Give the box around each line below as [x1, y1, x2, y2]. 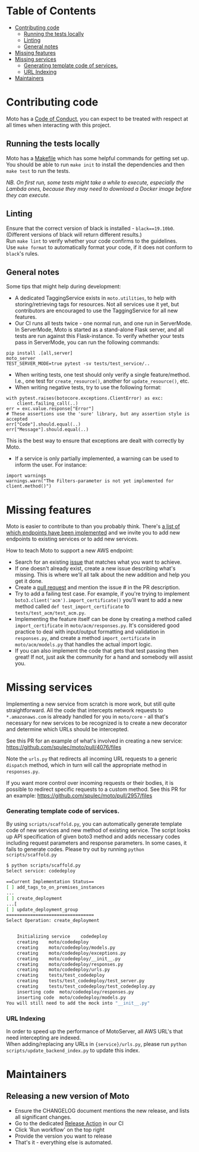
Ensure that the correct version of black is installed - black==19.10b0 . [6, 225, 175, 232]
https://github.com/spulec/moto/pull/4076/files [6, 744, 122, 751]
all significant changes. [14, 1113, 72, 1120]
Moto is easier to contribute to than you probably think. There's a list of [6, 523, 180, 530]
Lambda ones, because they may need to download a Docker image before [6, 185, 192, 192]
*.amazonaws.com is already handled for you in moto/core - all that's [6, 713, 169, 721]
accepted [6, 416, 28, 423]
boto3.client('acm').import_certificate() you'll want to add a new [14, 597, 183, 604]
